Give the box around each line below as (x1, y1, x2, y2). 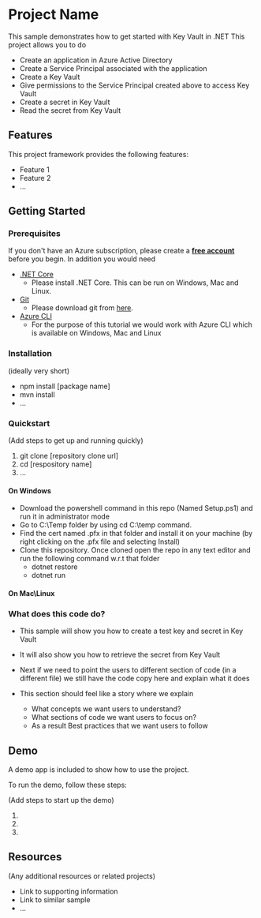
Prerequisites (8, 228, 61, 239)
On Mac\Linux (8, 588, 55, 598)
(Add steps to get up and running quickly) (8, 436, 144, 445)
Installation (8, 348, 53, 359)
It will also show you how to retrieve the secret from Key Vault (19, 650, 221, 660)
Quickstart (8, 418, 50, 429)
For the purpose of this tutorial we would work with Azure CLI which (31, 320, 252, 329)
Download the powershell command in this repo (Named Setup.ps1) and (19, 504, 254, 513)
